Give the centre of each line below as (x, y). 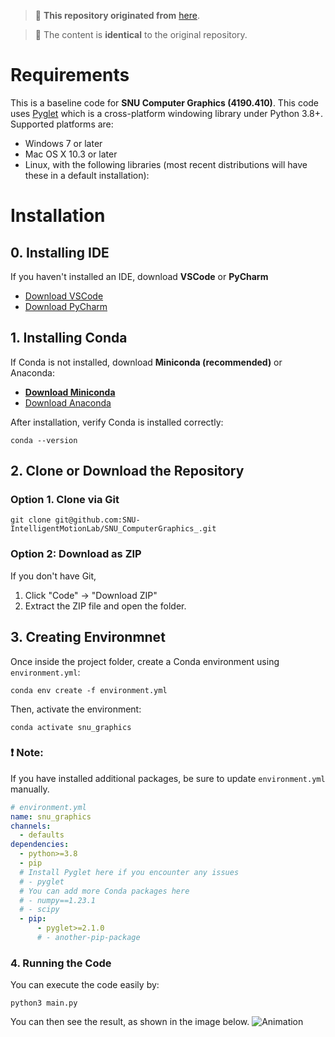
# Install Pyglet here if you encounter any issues (129, 872)
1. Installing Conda (69, 338)
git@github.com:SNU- (97, 520)
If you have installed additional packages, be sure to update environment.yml (168, 778)
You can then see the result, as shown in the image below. (130, 1022)
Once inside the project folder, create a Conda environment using (145, 661)
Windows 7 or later (63, 143)
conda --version (44, 440)
